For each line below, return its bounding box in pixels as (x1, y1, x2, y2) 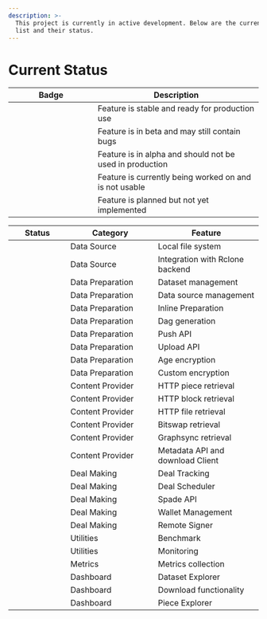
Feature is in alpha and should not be (98, 149, 236, 160)
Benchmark (157, 533, 201, 544)
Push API (157, 328, 192, 339)
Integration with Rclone (157, 254, 245, 265)
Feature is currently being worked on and (98, 172, 252, 183)
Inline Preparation (157, 303, 224, 314)
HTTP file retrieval (157, 406, 226, 417)
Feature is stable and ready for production (98, 103, 255, 114)
